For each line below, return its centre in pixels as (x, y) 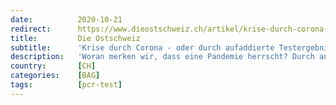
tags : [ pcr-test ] (66, 85)
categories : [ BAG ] (55, 76)
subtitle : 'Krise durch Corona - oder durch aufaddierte (142, 47)
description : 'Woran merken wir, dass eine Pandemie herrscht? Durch (162, 57)
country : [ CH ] (53, 66)
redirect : (31, 29)
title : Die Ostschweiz (75, 38)
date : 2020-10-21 (66, 19)
